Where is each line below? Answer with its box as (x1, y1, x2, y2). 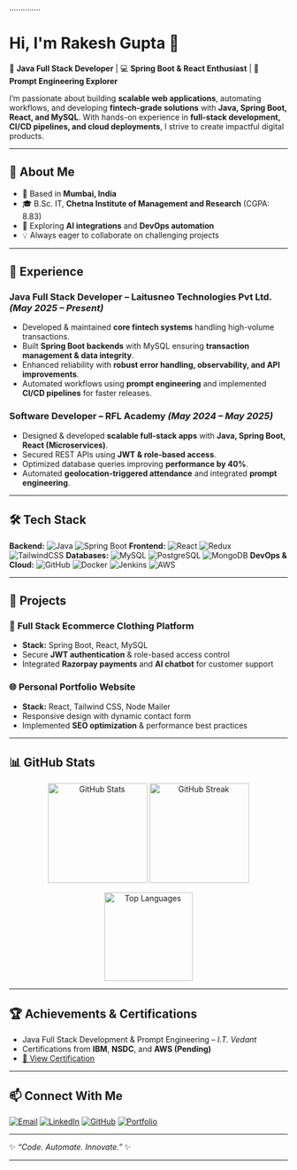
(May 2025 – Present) (9, 302, 104, 315)
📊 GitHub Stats (9, 754, 95, 769)
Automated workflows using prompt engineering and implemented (21, 378, 267, 389)
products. (9, 130, 44, 141)
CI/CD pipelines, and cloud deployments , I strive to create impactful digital (9, 121, 285, 131)
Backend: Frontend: (9, 540, 166, 551)
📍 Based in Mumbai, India (21, 188, 117, 199)
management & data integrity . (21, 350, 134, 361)
